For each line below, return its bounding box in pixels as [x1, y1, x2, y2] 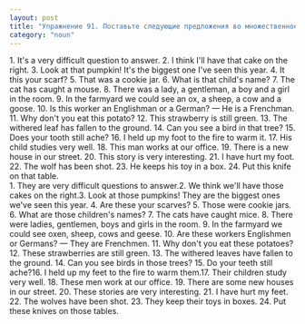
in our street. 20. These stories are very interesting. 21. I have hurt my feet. [9, 287, 289, 298]
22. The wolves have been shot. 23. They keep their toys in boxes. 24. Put [9, 296, 287, 307]
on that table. [9, 171, 59, 182]
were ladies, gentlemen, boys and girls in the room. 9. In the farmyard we [9, 219, 283, 230]
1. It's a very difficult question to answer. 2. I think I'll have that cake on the [9, 55, 289, 66]
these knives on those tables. [9, 306, 120, 317]
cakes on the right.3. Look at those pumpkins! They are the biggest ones [9, 190, 280, 201]
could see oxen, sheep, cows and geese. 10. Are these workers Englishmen [9, 229, 291, 240]
